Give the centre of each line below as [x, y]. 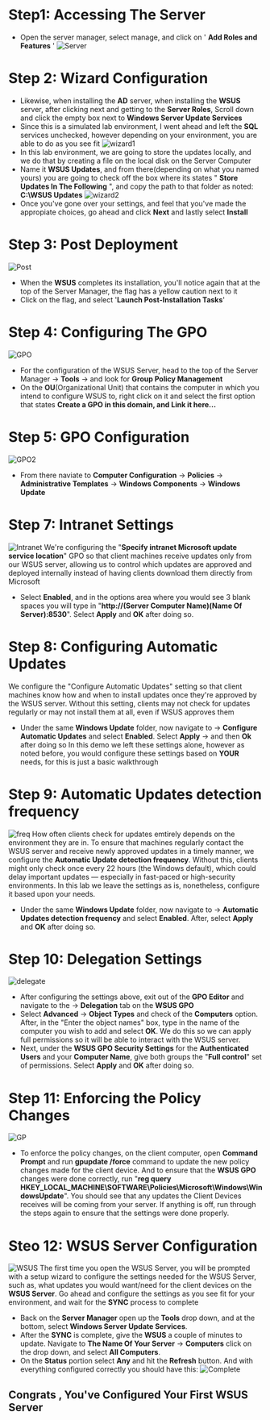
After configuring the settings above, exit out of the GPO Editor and [132, 997]
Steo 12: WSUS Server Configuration [133, 1245]
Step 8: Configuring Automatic [113, 646]
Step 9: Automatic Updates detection [135, 794]
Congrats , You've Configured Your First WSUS [128, 1395]
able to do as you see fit [60, 144]
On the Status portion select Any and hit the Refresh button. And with [137, 1361]
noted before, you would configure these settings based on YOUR [129, 753]
